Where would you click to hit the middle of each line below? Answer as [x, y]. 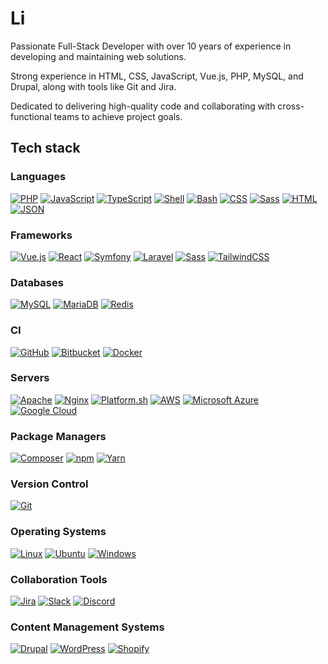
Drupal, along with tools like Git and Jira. [93, 86]
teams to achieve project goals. [118, 116]
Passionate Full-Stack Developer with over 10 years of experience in [151, 46]
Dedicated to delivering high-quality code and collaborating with [143, 106]
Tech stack [45, 148]
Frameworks [41, 235]
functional [31, 116]
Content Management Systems [87, 627]
